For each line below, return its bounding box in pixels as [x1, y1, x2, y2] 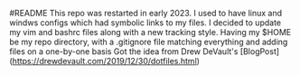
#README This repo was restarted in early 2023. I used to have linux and [9, 8, 283, 18]
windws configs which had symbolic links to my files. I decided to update [9, 17, 282, 28]
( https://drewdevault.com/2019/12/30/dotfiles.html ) [9, 56, 201, 66]
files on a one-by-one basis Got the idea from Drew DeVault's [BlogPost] [9, 46, 280, 57]
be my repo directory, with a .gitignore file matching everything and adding [9, 36, 288, 47]
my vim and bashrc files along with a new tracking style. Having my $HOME [9, 27, 292, 37]
